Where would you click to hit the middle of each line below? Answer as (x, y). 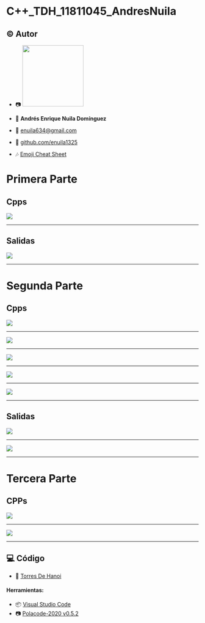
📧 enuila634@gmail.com (46, 130)
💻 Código (26, 558)
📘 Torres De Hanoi (38, 576)
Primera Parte (42, 179)
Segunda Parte (45, 286)
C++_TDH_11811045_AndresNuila (92, 11)
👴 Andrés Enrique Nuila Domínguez (61, 118)
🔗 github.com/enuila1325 (46, 142)
